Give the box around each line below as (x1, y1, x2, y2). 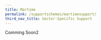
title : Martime (5, 7, 36, 12)
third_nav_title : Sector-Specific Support (5, 16, 92, 21)
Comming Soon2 (5, 30, 39, 36)
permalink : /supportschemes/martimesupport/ (5, 12, 97, 17)
